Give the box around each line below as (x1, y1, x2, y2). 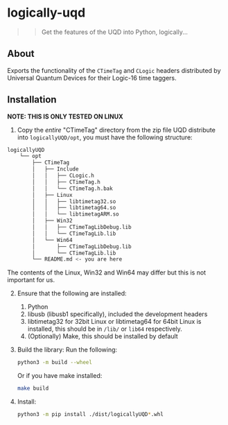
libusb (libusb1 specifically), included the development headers (27, 310, 208, 318)
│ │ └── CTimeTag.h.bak (32, 185, 113, 192)
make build (17, 385, 49, 392)
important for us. (7, 276, 55, 284)
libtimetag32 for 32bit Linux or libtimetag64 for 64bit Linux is (27, 318, 202, 326)
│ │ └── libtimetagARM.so (32, 211, 119, 218)
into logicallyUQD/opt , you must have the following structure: (17, 133, 193, 141)
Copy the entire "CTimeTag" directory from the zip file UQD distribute (17, 125, 216, 134)
